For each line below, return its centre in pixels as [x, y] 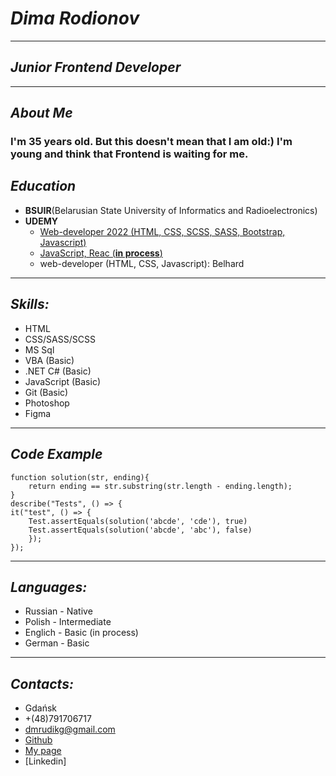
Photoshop [47, 403]
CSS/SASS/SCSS [60, 339]
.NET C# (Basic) [58, 371]
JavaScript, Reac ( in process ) [101, 253]
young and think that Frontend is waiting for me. [129, 154]
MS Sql [39, 349]
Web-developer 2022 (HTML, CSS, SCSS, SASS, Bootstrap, [162, 231]
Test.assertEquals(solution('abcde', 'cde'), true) [138, 521]
